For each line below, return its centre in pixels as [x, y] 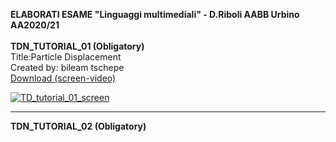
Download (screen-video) [63, 78]
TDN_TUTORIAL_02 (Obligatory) [78, 126]
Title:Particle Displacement [66, 57]
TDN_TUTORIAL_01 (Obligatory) [77, 46]
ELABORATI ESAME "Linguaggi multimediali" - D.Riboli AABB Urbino [155, 14]
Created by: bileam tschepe [67, 67]
